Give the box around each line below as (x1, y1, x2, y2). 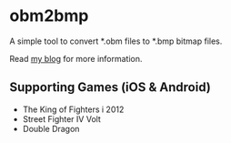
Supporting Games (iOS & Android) (9, 79, 211, 96)
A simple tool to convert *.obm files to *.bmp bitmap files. (9, 36, 223, 46)
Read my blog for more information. (9, 53, 143, 64)
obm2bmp (9, 5, 89, 26)
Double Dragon (22, 123, 80, 134)
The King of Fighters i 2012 (22, 104, 125, 115)
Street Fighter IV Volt (22, 113, 102, 124)
